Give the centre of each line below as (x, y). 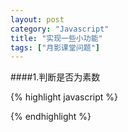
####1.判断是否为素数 (55, 77)
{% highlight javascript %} (64, 97)
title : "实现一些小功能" (56, 38)
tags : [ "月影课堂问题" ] (55, 47)
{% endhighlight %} (51, 117)
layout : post (37, 19)
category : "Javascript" (60, 29)
